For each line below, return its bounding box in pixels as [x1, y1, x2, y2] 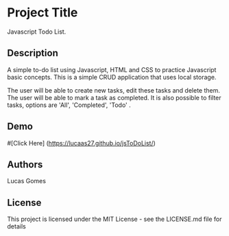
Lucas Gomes [7, 177, 47, 185]
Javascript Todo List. [7, 27, 67, 36]
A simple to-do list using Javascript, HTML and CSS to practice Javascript [7, 65, 217, 73]
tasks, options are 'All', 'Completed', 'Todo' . [7, 101, 132, 109]
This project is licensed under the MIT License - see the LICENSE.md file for [7, 215, 222, 224]
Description [7, 47, 58, 59]
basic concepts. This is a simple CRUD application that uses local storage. [7, 73, 217, 81]
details [7, 222, 26, 231]
